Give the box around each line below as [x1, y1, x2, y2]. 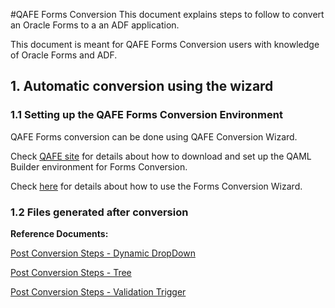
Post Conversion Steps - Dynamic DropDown [10, 247, 196, 259]
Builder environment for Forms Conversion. [10, 160, 188, 173]
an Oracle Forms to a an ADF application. [10, 19, 180, 31]
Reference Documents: [10, 227, 109, 239]
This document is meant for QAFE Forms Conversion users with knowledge [10, 39, 320, 50]
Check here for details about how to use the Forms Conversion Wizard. [10, 180, 303, 192]
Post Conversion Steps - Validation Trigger [10, 285, 187, 298]
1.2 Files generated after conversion [10, 205, 189, 219]
